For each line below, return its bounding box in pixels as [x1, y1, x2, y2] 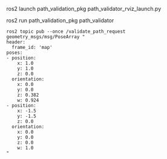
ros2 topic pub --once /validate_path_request [6, 28, 126, 34]
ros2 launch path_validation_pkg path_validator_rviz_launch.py [6, 5, 162, 12]
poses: [6, 50, 23, 56]
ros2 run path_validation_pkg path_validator [6, 17, 114, 24]
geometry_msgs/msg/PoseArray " [6, 34, 85, 40]
